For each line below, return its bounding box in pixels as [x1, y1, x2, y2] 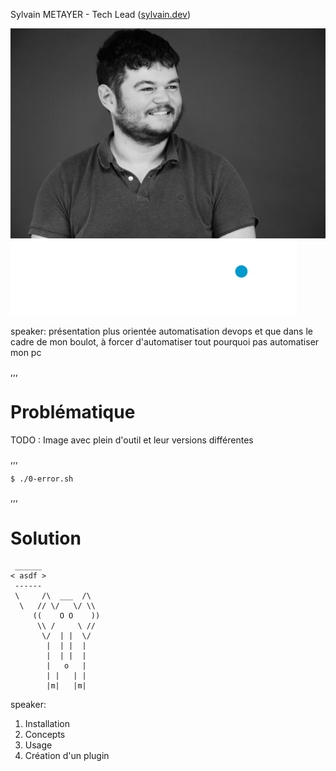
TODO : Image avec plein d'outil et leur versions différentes [10, 434, 254, 446]
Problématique [10, 400, 136, 423]
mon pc [10, 346, 42, 358]
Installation [24, 718, 71, 730]
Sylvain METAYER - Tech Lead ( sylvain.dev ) [10, 9, 192, 20]
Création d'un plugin [24, 750, 110, 762]
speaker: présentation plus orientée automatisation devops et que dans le [10, 325, 313, 337]
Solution [10, 527, 82, 549]
